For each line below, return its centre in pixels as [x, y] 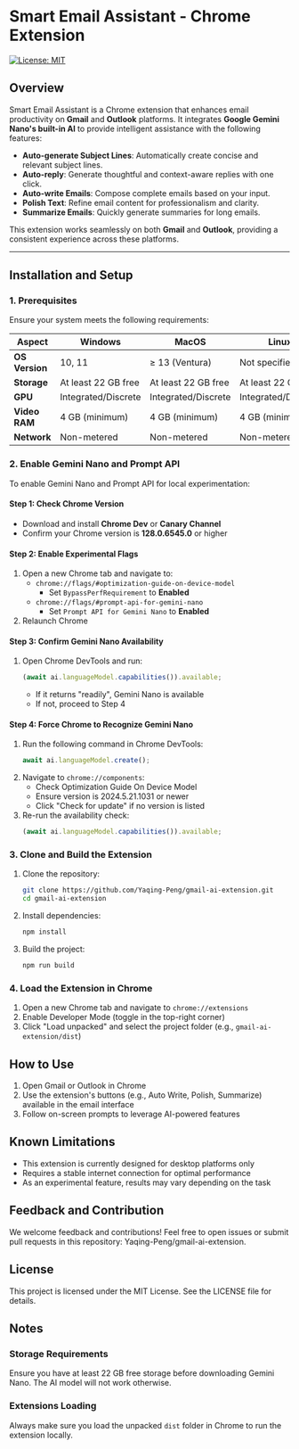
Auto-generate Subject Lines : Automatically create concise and [140, 155]
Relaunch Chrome [55, 621]
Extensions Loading [53, 1406]
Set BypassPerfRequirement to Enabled [119, 593]
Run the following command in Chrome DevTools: [113, 744]
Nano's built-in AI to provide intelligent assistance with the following [135, 128]
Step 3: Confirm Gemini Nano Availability [87, 641]
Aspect [32, 342]
